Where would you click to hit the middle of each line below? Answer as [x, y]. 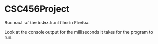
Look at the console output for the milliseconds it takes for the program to [79, 32]
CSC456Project [37, 9]
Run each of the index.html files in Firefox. [47, 22]
